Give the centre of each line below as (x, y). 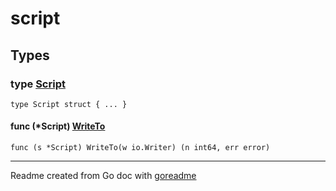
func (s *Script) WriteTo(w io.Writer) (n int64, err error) (140, 148)
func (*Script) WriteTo (58, 126)
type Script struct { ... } (69, 104)
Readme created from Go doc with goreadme (103, 176)
